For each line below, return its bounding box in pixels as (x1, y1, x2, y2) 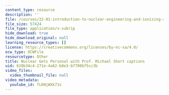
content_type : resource (5, 7, 55, 13)
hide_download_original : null (5, 36, 69, 41)
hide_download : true (5, 31, 49, 36)
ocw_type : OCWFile (5, 49, 44, 54)
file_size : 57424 (5, 21, 42, 27)
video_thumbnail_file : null (10, 73, 69, 78)
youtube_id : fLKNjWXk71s (10, 82, 62, 87)
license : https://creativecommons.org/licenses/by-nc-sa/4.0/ (5, 45, 138, 50)
